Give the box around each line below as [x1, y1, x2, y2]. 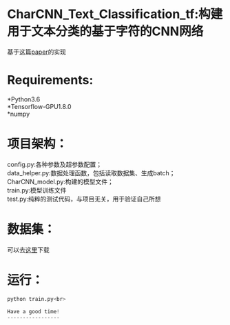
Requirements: [7, 72, 94, 88]
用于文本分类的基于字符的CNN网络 [7, 23, 204, 39]
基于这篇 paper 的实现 [7, 48, 67, 56]
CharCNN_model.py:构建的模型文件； [7, 177, 114, 186]
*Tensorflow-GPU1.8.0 [7, 102, 72, 110]
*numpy [7, 110, 30, 118]
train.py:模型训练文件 [7, 186, 67, 194]
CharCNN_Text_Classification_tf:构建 [7, 6, 223, 22]
